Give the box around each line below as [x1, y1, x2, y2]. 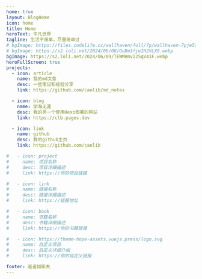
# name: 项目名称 [6, 159, 57, 165]
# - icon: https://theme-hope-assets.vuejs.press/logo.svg [6, 236, 163, 242]
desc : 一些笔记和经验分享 [17, 82, 74, 88]
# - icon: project [6, 153, 58, 159]
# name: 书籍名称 [6, 214, 57, 220]
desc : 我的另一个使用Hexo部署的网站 [17, 109, 98, 115]
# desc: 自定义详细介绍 [6, 247, 70, 253]
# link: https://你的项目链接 [6, 170, 87, 176]
